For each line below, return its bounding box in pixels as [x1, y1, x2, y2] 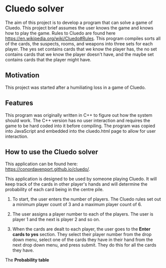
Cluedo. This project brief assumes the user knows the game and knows [5, 24, 154, 30]
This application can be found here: [5, 161, 78, 167]
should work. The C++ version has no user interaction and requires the [5, 117, 151, 123]
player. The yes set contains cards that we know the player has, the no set [5, 46, 158, 52]
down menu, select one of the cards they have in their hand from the [12, 237, 153, 243]
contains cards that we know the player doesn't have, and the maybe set [5, 51, 154, 57]
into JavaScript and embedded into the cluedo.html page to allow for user [5, 128, 156, 134]
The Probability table [5, 257, 50, 263]
